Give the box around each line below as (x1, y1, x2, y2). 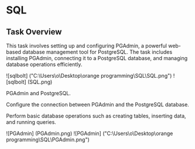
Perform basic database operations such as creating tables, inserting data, (6, 112, 186, 119)
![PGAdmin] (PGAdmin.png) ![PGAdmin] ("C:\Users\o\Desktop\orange (6, 130, 173, 137)
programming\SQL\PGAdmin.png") (6, 136, 90, 143)
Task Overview (6, 27, 62, 37)
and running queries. (6, 119, 57, 126)
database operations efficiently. (6, 61, 83, 68)
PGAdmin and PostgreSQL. (6, 90, 71, 96)
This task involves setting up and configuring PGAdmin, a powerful (6, 42, 167, 49)
